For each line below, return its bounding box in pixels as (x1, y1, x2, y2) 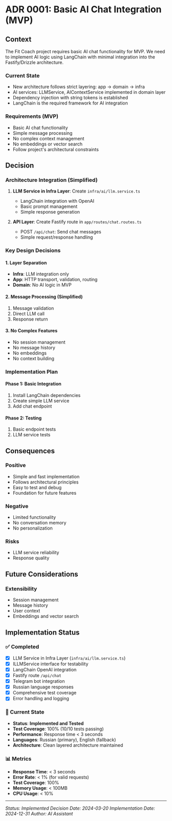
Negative (5, 502, 29, 510)
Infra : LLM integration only (12, 271, 69, 277)
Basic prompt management (20, 203, 78, 209)
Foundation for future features (12, 490, 77, 496)
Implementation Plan (5, 368, 58, 375)
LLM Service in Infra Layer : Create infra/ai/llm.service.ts (12, 188, 141, 194)
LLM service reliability (12, 550, 59, 556)
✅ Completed (5, 643, 39, 650)
